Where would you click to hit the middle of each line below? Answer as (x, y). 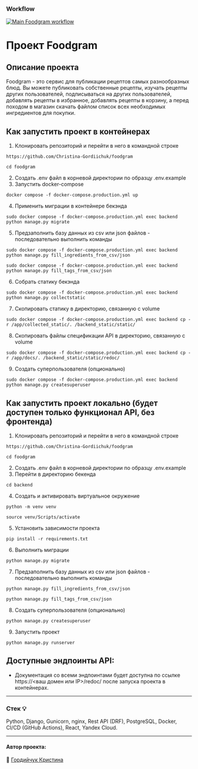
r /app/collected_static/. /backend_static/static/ (71, 325)
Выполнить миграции (42, 550)
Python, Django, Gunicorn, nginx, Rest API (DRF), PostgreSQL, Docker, (92, 721)
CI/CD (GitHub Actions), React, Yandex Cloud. (62, 728)
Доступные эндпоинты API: (60, 661)
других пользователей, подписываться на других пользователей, (89, 94)
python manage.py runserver (41, 643)
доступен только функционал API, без (80, 412)
